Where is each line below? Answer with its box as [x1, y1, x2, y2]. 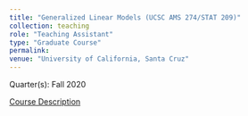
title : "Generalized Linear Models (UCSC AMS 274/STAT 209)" [9, 12, 242, 22]
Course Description [9, 96, 81, 107]
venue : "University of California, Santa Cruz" [9, 54, 190, 63]
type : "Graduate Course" [9, 37, 102, 47]
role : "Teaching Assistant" [9, 29, 114, 38]
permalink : [9, 46, 50, 55]
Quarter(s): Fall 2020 [9, 79, 87, 89]
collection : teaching [9, 21, 90, 30]
